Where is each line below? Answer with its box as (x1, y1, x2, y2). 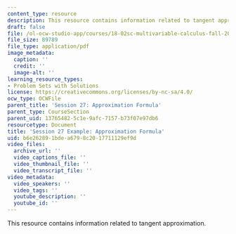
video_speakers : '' (13, 180, 71, 187)
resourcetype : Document (7, 121, 77, 129)
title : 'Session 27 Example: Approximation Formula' (7, 128, 165, 135)
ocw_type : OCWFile (7, 96, 61, 103)
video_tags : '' (13, 187, 58, 194)
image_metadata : (7, 50, 55, 57)
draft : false (7, 23, 46, 30)
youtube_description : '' (13, 193, 86, 200)
